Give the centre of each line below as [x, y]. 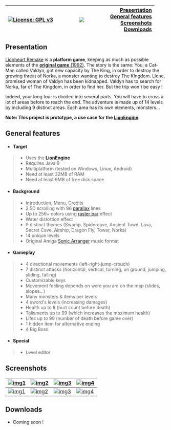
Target [20, 146]
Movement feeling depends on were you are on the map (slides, [93, 286]
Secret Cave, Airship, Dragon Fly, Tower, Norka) [76, 230]
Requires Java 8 [42, 163]
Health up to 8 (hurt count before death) [68, 307]
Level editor [38, 352]
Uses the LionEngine [48, 158]
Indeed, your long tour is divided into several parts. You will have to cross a [84, 96]
